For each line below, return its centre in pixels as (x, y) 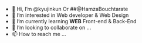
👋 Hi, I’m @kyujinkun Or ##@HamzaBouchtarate (70, 9)
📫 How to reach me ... (39, 34)
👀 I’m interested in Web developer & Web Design (70, 15)
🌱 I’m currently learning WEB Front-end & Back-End (74, 21)
